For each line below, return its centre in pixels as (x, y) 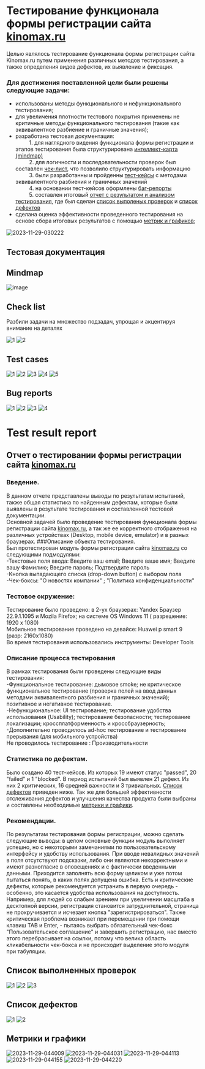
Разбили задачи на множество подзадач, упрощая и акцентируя (91, 322)
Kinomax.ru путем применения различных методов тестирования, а (95, 60)
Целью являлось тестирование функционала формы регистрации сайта (101, 53)
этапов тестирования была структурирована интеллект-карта (96, 149)
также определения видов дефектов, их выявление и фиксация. (90, 67)
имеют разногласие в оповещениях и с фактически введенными (91, 866)
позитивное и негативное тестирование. (59, 704)
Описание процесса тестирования (61, 658)
